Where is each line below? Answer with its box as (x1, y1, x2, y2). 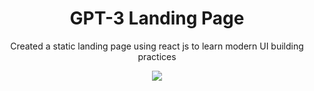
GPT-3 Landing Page (69, 7, 245, 30)
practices (137, 50, 177, 62)
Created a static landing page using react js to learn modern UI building (10, 40, 304, 52)
